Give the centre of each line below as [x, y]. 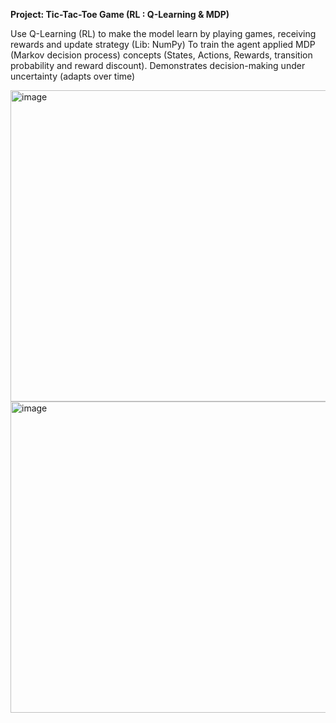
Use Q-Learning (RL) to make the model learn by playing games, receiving [163, 33]
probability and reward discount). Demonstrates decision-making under [158, 65]
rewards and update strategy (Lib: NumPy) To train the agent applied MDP [163, 44]
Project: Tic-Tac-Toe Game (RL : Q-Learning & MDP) [120, 14]
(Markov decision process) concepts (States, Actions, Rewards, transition [161, 55]
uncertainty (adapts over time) [73, 76]
